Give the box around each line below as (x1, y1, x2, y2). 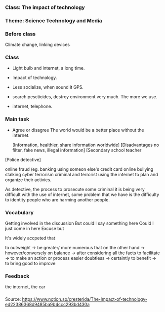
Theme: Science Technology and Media (5, 17, 102, 24)
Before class (5, 30, 36, 37)
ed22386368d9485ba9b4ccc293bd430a (5, 302, 90, 308)
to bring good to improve (5, 261, 56, 267)
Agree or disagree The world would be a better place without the (12, 127, 144, 133)
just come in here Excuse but (5, 226, 64, 232)
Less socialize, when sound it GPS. (12, 84, 84, 90)
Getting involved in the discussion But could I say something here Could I (5, 220, 154, 226)
